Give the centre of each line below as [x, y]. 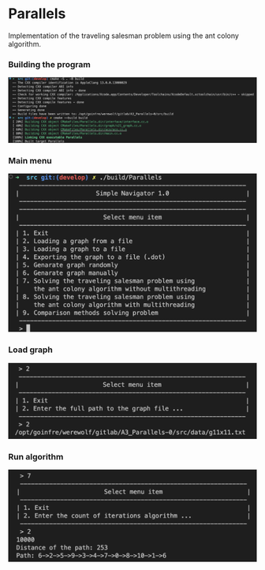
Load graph [30, 350]
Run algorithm [36, 457]
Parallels [37, 14]
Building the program [49, 64]
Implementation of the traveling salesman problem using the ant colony [123, 36]
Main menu [30, 160]
